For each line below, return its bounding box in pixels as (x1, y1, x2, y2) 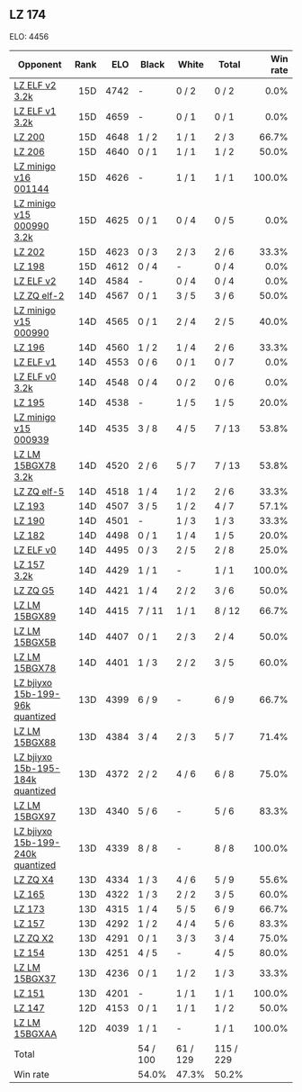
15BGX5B (13, 636, 57, 648)
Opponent (17, 58, 62, 70)
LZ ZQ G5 (13, 584, 55, 597)
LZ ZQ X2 (13, 932, 54, 944)
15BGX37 (13, 972, 57, 985)
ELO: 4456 (9, 31, 49, 41)
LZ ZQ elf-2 (13, 289, 65, 302)
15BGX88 (13, 736, 57, 748)
